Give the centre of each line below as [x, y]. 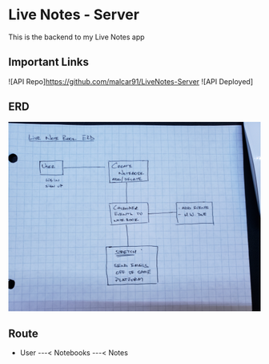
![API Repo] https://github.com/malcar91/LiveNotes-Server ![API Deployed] [131, 81]
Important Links [49, 62]
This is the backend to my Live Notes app [77, 37]
